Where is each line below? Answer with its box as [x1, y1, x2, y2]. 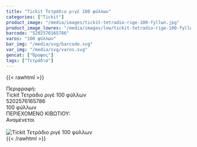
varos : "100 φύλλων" [6, 36, 57, 42]
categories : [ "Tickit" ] [6, 14, 64, 20]
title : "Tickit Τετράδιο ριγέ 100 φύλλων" [6, 8, 111, 15]
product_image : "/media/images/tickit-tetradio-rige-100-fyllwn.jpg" [6, 19, 180, 25]
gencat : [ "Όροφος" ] [6, 52, 54, 58]
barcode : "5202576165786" [6, 30, 69, 36]
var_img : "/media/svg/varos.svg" [6, 47, 88, 53]
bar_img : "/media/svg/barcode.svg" [6, 42, 93, 47]
